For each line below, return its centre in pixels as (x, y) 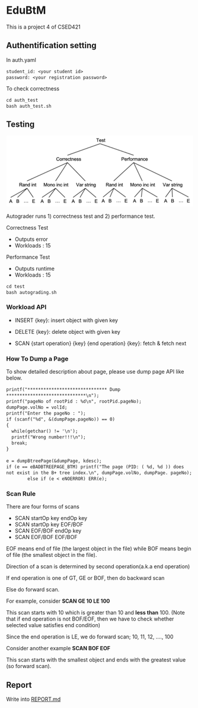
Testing (20, 125)
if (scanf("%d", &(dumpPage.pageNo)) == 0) (61, 419)
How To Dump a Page (37, 359)
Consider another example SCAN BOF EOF (58, 649)
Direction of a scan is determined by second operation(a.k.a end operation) (98, 566)
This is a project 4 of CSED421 (44, 27)
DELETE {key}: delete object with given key (67, 331)
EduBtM (26, 10)
